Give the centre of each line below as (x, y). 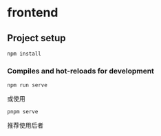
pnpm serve (23, 112)
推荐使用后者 (25, 126)
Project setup (37, 38)
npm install (24, 54)
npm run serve (28, 85)
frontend (33, 13)
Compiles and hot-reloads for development (81, 71)
